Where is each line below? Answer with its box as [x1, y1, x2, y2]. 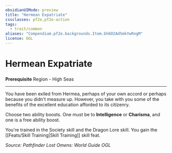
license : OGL [5, 36, 33, 41]
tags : [5, 21, 17, 27]
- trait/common [10, 27, 42, 32]
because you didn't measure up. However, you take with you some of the [5, 96, 160, 102]
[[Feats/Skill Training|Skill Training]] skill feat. [5, 132, 101, 138]
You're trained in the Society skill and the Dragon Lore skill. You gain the [5, 126, 158, 133]
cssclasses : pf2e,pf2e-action [5, 17, 70, 22]
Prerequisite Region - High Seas [5, 76, 74, 82]
